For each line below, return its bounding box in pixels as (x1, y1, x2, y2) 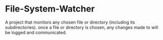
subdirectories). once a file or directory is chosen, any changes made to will (5, 24, 158, 30)
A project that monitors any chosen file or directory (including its (5, 19, 136, 25)
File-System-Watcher (5, 3, 95, 14)
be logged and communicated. (5, 29, 67, 35)
